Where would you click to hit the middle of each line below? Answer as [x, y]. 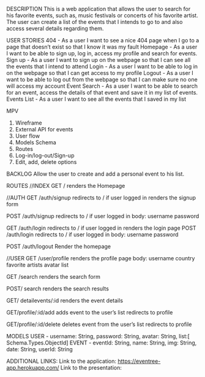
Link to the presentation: [91, 367]
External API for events [44, 129]
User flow [28, 136]
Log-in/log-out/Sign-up [45, 155]
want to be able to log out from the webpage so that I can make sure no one [102, 80]
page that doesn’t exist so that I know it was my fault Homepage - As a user [102, 47]
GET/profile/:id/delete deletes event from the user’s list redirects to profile [99, 324]
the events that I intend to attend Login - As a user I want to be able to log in [102, 66]
